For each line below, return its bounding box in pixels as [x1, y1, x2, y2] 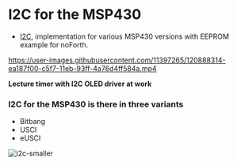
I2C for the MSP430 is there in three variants [8, 99, 184, 110]
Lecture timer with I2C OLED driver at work [8, 79, 152, 88]
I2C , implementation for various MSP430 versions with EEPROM [19, 32, 230, 41]
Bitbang [19, 117, 46, 126]
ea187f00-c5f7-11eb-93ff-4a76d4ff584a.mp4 [8, 63, 157, 73]
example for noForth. [19, 39, 89, 49]
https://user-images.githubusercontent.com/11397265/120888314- [8, 55, 226, 65]
